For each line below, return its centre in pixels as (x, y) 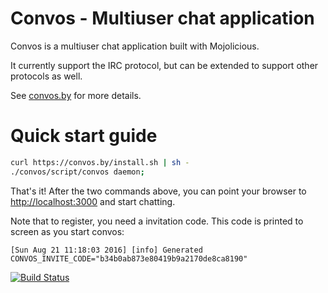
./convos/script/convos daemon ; (77, 172)
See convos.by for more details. (76, 95)
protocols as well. (46, 76)
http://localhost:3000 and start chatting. (93, 201)
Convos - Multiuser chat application (162, 18)
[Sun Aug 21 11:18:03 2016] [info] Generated (106, 250)
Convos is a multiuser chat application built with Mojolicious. (135, 46)
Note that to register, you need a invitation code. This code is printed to (157, 221)
